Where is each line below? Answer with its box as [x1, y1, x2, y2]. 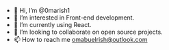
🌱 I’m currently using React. [13, 21, 92, 28]
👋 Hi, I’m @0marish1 [13, 7, 70, 14]
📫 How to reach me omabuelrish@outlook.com [13, 36, 148, 43]
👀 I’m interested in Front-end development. [13, 14, 135, 22]
